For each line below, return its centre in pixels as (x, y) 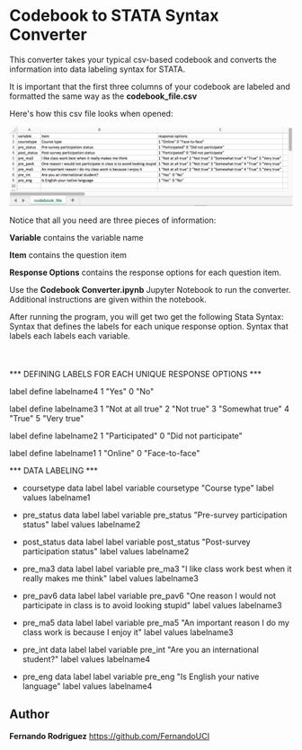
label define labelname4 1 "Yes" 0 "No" (82, 391)
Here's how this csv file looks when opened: (91, 113)
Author (29, 715)
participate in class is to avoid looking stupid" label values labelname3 (152, 605)
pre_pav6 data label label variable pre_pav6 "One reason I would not (149, 596)
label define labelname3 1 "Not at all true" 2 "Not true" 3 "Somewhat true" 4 (149, 409)
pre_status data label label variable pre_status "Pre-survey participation (155, 515)
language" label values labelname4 (87, 686)
